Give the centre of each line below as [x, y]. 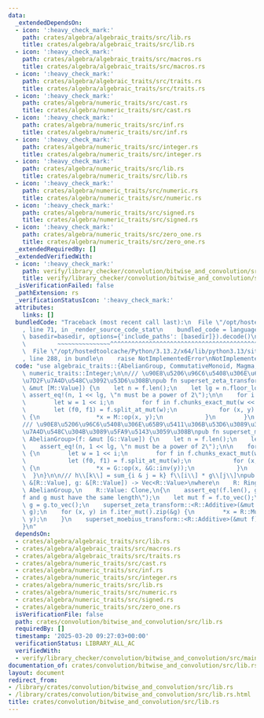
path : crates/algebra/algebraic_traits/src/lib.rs [107, 37]
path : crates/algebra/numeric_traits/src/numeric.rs [110, 190]
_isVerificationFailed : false [64, 286]
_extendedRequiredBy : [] [56, 249]
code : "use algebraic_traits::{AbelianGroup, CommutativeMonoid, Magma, [137, 366]
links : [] [38, 315]
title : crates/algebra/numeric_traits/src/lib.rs [105, 176]
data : [17, 15]
